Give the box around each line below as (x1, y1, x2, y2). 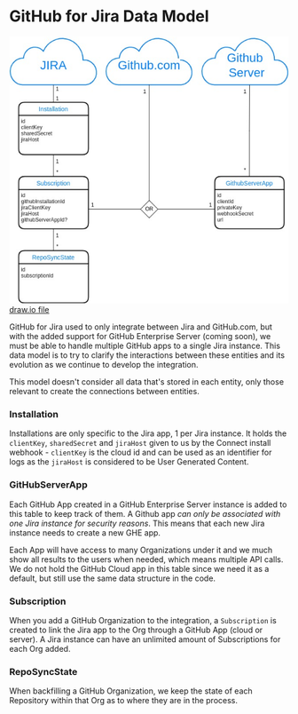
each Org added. (9, 644, 71, 654)
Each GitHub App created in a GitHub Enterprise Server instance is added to (9, 499, 287, 510)
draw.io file (9, 305, 51, 315)
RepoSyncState (9, 665, 78, 678)
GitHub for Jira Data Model (9, 6, 210, 27)
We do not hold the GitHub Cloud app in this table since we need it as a (9, 563, 270, 574)
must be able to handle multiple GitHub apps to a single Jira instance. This (9, 340, 281, 352)
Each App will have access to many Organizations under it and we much (9, 544, 273, 555)
